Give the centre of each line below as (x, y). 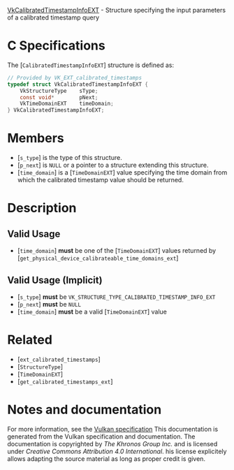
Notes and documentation (85, 410)
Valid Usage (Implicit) (55, 280)
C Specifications (57, 46)
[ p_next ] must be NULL (49, 304)
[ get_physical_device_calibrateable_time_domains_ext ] (98, 258)
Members (36, 138)
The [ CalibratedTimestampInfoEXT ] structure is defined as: (91, 65)
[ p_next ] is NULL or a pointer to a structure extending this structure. (113, 165)
